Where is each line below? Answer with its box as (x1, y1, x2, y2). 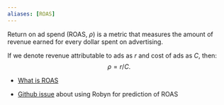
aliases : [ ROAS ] (7, 10, 55, 18)
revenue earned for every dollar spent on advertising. (7, 37, 163, 46)
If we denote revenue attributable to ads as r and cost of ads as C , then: (7, 51, 218, 60)
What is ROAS (17, 76, 59, 84)
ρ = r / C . (107, 62, 131, 71)
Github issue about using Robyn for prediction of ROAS (17, 89, 179, 98)
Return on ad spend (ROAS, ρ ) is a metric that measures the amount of (7, 30, 214, 38)
